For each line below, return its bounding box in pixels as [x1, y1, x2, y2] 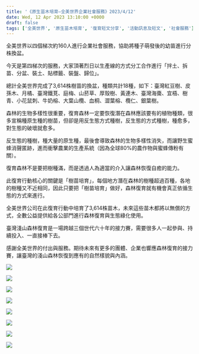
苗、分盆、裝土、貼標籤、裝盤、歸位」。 [6, 69, 102, 77]
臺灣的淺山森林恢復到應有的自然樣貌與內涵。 [21, 252, 131, 259]
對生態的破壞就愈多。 [6, 125, 58, 132]
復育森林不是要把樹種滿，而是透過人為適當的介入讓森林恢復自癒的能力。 [6, 164, 182, 172]
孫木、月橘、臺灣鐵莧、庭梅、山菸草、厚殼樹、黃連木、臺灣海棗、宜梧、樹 [6, 90, 188, 97]
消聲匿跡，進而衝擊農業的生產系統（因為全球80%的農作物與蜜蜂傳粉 [11, 145, 179, 152]
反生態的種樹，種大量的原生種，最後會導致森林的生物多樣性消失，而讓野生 [6, 137, 188, 144]
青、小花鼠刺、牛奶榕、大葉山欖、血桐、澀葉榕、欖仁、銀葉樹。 [6, 97, 162, 104]
